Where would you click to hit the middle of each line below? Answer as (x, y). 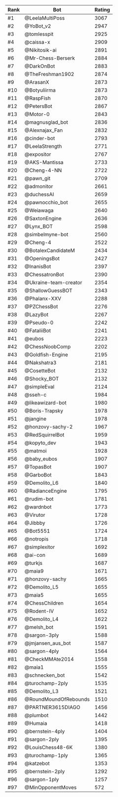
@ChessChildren (44, 603)
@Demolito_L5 (41, 587)
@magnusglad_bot (46, 122)
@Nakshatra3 (40, 363)
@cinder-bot (40, 138)
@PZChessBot (41, 307)
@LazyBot (36, 314)
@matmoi (36, 451)
